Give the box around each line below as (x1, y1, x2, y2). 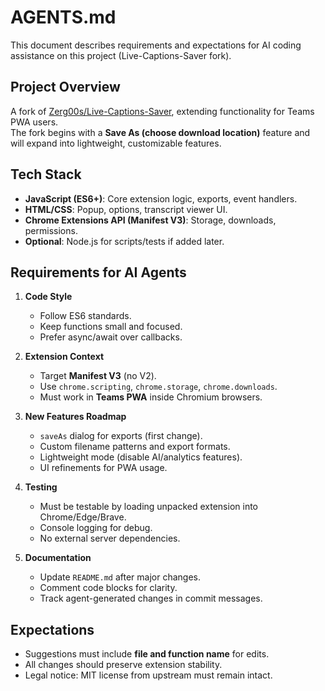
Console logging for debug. (39, 522, 153, 534)
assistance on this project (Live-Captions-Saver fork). (10, 49, 232, 61)
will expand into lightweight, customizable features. (10, 137, 222, 149)
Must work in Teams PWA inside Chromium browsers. (39, 391, 263, 403)
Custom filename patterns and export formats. (39, 441, 231, 453)
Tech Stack (10, 166, 82, 183)
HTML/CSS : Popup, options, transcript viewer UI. (24, 203, 228, 215)
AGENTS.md (10, 6, 117, 29)
